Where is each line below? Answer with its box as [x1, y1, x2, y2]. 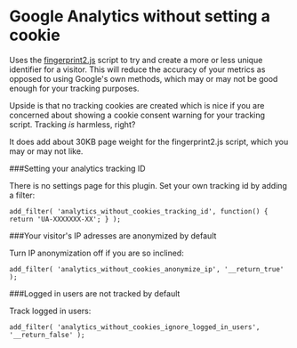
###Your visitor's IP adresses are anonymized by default [9, 230, 217, 241]
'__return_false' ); [9, 330, 86, 339]
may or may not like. [9, 145, 84, 157]
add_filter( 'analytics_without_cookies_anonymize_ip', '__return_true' [9, 264, 285, 273]
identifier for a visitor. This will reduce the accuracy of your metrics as [9, 64, 266, 75]
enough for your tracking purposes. [9, 83, 140, 93]
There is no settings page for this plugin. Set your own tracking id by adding [9, 180, 287, 190]
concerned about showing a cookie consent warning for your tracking [9, 109, 265, 120]
